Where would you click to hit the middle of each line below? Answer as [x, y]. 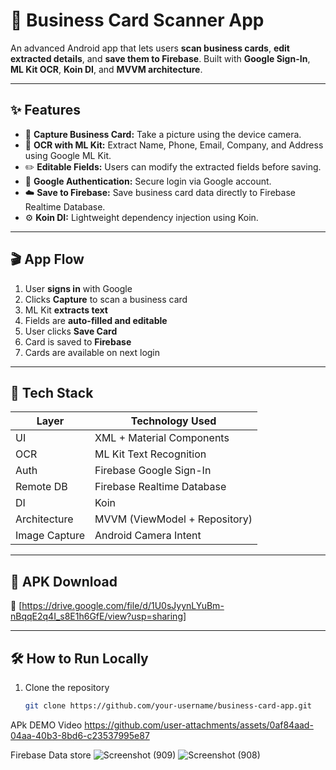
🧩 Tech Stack [52, 392]
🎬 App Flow [47, 259]
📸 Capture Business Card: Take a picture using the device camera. [163, 134]
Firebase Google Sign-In [153, 471]
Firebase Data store [51, 755]
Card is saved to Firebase [78, 341]
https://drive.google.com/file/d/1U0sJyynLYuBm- [123, 606]
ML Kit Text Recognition [150, 454]
